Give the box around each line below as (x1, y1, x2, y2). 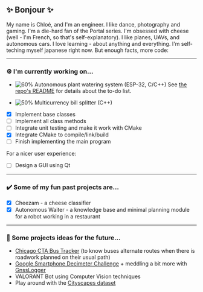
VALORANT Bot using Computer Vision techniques (14, 273, 141, 280)
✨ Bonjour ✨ (6, 5, 54, 15)
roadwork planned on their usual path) (14, 253, 111, 261)
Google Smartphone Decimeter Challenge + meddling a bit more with (14, 260, 187, 267)
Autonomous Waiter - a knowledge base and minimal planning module (14, 206, 190, 213)
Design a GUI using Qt (14, 162, 71, 169)
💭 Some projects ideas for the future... (6, 233, 121, 242)
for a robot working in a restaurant (14, 212, 101, 220)
